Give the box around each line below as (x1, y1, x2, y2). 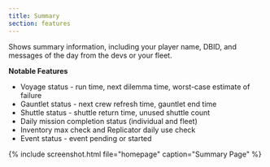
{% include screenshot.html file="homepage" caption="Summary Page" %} (8, 149, 262, 159)
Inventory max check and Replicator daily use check (20, 125, 196, 135)
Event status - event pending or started (20, 133, 152, 143)
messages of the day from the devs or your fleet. (8, 50, 172, 60)
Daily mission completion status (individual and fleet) (20, 116, 198, 126)
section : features (8, 19, 71, 28)
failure (20, 90, 42, 100)
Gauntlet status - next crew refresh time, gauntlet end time (20, 99, 217, 109)
